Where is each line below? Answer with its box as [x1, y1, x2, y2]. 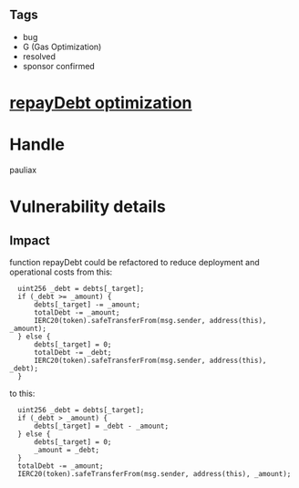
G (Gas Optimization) [22, 41, 102, 52]
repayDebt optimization [9, 93, 193, 113]
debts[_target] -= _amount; [33, 300, 141, 309]
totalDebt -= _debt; [33, 348, 112, 357]
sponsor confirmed [22, 60, 96, 71]
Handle [9, 134, 66, 155]
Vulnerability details [9, 196, 166, 217]
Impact [9, 233, 50, 248]
